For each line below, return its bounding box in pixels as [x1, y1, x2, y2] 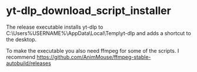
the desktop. [6, 36, 37, 43]
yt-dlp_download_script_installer [6, 4, 172, 18]
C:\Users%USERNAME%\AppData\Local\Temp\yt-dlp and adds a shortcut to [6, 29, 191, 36]
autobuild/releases [6, 60, 51, 67]
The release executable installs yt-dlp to [6, 23, 103, 30]
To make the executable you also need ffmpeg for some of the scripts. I [6, 47, 179, 54]
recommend [6, 53, 36, 60]
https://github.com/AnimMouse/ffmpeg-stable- [36, 53, 151, 60]
